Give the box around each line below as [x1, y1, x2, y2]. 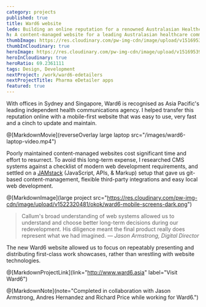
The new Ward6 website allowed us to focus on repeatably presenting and [6, 244, 194, 251]
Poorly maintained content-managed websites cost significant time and [6, 150, 187, 157]
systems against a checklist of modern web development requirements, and [6, 163, 198, 170]
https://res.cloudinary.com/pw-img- [107, 194, 198, 201]
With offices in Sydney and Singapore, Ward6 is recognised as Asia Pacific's [6, 100, 200, 107]
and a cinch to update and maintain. [6, 119, 97, 126]
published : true [6, 15, 48, 21]
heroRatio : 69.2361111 [6, 60, 64, 66]
